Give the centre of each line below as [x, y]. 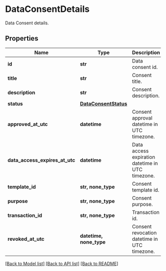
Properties [22, 38]
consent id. [145, 67]
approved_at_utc [28, 124]
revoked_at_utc [26, 239]
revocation [144, 233]
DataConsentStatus [104, 104]
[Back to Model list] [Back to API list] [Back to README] [62, 264]
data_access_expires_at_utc [41, 160]
